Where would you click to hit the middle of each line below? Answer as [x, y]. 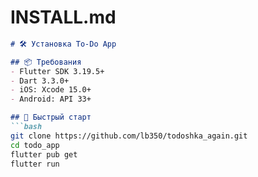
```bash [26, 127]
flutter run [35, 164]
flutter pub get [44, 154]
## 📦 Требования [46, 62]
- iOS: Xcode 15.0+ [51, 90]
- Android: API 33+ [51, 99]
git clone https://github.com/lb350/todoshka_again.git [129, 136]
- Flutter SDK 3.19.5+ [57, 71]
